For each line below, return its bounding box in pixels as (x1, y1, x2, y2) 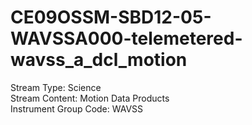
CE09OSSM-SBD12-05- (10, 6, 212, 29)
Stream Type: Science (10, 81, 102, 93)
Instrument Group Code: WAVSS (10, 102, 144, 115)
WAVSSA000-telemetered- (10, 27, 243, 50)
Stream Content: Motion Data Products (10, 92, 170, 104)
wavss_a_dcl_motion (10, 49, 188, 71)
